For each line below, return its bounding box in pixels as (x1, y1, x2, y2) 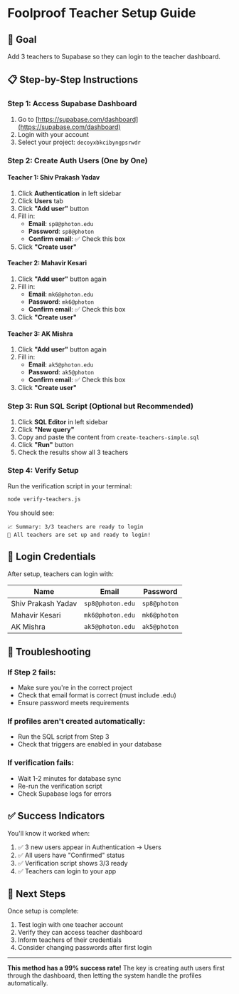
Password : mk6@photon (28, 297, 95, 306)
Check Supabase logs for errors (17, 789, 112, 798)
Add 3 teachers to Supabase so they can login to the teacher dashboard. (7, 52, 221, 61)
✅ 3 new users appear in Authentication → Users (17, 843, 161, 851)
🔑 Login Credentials (7, 550, 96, 563)
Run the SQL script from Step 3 (17, 732, 110, 741)
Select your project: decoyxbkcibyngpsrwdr (17, 138, 141, 146)
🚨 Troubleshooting (7, 645, 91, 657)
